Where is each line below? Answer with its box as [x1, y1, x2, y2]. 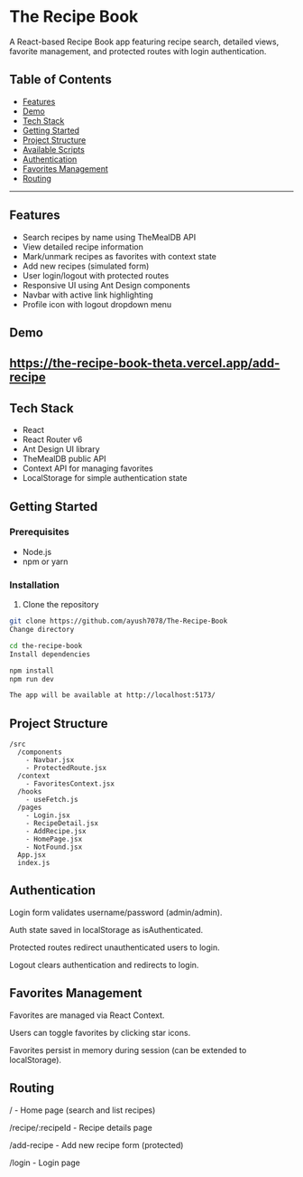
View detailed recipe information [22, 241, 144, 252]
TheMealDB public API [22, 454, 106, 465]
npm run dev [9, 674, 54, 683]
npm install [9, 666, 54, 675]
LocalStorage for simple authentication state [22, 473, 188, 484]
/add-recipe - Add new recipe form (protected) [9, 1139, 184, 1150]
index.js [17, 859, 50, 868]
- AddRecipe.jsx [25, 827, 87, 836]
